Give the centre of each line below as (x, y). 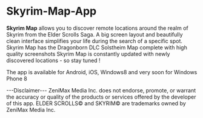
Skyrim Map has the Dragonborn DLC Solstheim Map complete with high (97, 47)
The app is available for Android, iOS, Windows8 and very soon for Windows (102, 72)
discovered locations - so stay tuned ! (54, 60)
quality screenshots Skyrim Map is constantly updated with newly (88, 54)
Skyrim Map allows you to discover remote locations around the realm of (98, 28)
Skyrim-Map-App (52, 11)
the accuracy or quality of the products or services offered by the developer (101, 97)
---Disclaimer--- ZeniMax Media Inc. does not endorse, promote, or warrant (101, 90)
